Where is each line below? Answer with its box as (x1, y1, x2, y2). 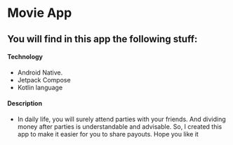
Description (7, 99, 43, 108)
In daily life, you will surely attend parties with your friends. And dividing (17, 115, 226, 123)
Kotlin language (17, 83, 63, 92)
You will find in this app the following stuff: (7, 33, 198, 45)
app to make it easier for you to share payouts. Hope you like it (17, 130, 199, 138)
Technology (7, 53, 44, 61)
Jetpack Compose (17, 75, 72, 84)
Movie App (7, 5, 72, 21)
